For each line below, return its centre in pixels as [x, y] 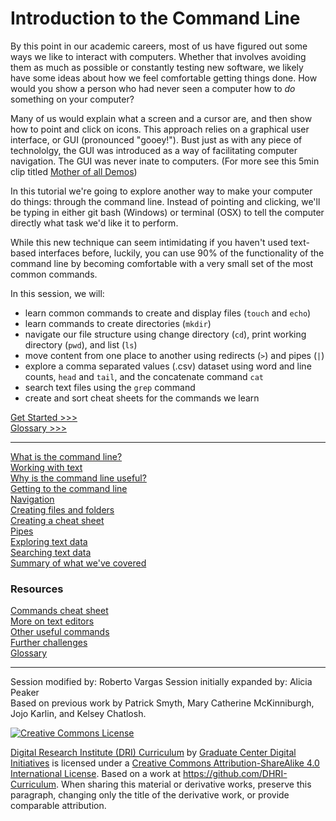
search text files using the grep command [110, 387]
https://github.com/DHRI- [235, 774]
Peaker [25, 693]
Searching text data [51, 552]
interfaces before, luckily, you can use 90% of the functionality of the [181, 253]
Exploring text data [49, 541]
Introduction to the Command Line [155, 18]
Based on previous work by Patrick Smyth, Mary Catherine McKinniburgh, [162, 703]
